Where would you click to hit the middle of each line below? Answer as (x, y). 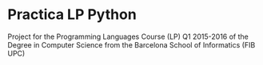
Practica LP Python (72, 15)
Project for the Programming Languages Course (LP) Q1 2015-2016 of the (128, 36)
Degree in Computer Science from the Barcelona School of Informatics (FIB (131, 44)
